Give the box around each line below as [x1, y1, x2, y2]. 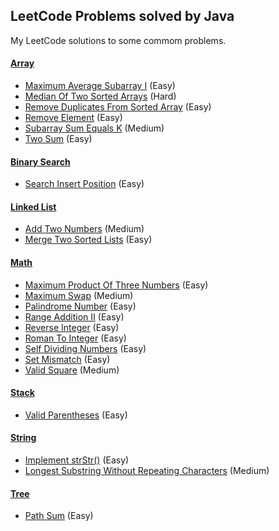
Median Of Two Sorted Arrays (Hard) [24, 90, 177, 103]
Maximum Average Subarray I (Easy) [24, 80, 176, 92]
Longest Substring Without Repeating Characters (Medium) [24, 465, 270, 477]
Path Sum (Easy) [24, 510, 94, 522]
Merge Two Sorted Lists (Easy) [24, 234, 153, 246]
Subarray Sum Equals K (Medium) [24, 122, 165, 134]
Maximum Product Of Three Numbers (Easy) [24, 279, 209, 291]
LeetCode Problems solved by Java [10, 8, 235, 25]
